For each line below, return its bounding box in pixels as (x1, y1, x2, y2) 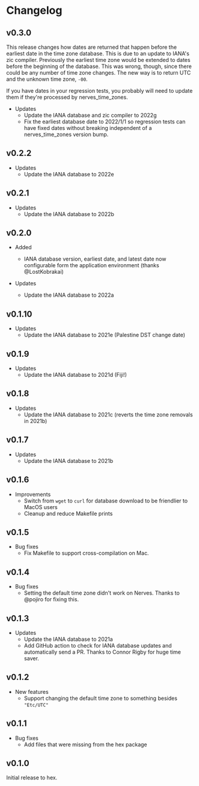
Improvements (14, 490, 51, 498)
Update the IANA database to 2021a (23, 636, 113, 643)
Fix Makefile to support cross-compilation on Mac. (23, 549, 149, 557)
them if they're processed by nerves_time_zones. (6, 94, 128, 101)
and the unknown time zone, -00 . (6, 76, 88, 82)
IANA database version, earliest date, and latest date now (23, 255, 167, 262)
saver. (23, 654, 39, 662)
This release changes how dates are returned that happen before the (6, 43, 177, 51)
